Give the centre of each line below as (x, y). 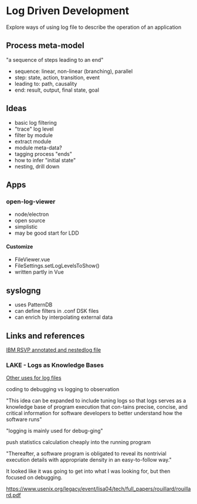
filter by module (33, 135)
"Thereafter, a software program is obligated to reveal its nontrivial (86, 453)
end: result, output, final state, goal (57, 90)
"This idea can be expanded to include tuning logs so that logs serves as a (96, 400)
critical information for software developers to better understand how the (94, 413)
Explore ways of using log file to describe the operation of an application (94, 27)
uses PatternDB (33, 305)
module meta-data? (38, 148)
